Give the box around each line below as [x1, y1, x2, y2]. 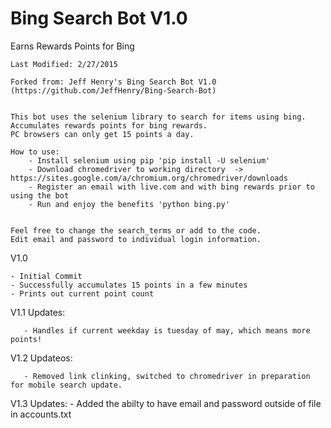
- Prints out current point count [10, 288, 155, 299]
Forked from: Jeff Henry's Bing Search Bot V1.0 [10, 77, 217, 87]
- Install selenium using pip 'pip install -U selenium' [28, 155, 271, 166]
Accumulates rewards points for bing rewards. [10, 120, 208, 131]
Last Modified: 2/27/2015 [10, 59, 118, 69]
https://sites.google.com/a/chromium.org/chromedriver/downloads [10, 173, 288, 183]
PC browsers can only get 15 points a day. [10, 129, 195, 139]
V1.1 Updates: [10, 306, 66, 318]
